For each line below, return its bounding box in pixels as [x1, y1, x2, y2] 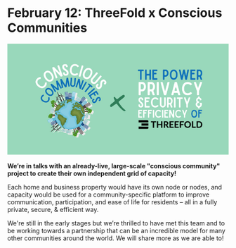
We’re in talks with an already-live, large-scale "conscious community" [7, 161, 221, 170]
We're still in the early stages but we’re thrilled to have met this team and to [7, 218, 225, 227]
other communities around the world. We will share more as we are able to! [7, 234, 224, 242]
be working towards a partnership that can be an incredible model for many [7, 226, 226, 235]
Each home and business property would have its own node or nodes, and [7, 182, 223, 191]
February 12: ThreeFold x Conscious [7, 5, 223, 21]
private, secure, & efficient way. [7, 205, 99, 213]
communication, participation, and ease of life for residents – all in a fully [7, 197, 218, 206]
